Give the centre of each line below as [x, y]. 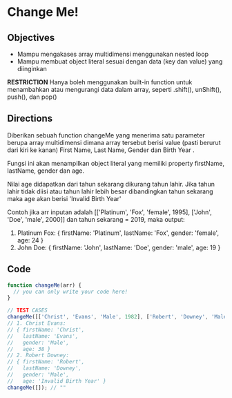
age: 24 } [30, 240]
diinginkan [32, 69]
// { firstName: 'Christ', [46, 330]
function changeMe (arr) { [44, 285]
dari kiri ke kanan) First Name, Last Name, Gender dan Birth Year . [101, 150]
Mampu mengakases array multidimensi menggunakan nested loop [113, 54]
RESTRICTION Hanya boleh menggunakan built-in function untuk [100, 82]
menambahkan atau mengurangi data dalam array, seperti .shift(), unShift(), [115, 89]
